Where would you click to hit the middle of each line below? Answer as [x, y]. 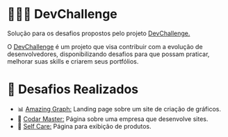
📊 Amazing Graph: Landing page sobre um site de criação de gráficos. [119, 109]
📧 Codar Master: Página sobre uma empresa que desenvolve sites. [113, 119]
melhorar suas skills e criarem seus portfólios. [73, 61]
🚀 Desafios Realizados [73, 90]
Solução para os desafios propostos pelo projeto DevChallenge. [99, 33]
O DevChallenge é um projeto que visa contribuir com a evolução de [105, 46]
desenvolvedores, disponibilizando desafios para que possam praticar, [108, 54]
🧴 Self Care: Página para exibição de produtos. [84, 126]
